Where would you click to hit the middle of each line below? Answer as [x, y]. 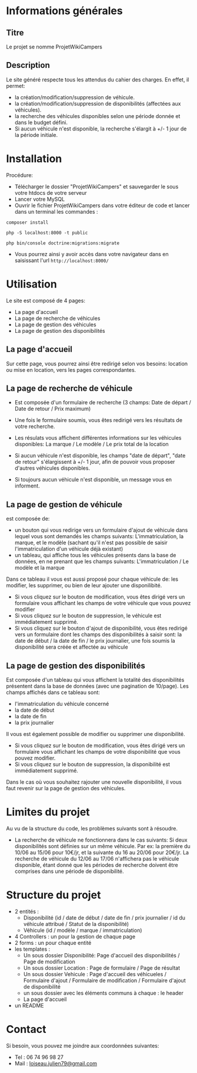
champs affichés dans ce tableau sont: [53, 692]
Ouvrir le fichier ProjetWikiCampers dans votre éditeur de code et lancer [102, 205]
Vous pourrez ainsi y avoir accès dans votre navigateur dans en [91, 254]
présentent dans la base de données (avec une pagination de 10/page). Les [98, 686]
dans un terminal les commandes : [56, 211]
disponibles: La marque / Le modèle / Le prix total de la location [91, 444]
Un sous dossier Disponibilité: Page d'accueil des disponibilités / [101, 955]
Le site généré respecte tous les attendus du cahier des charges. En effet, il [98, 79]
